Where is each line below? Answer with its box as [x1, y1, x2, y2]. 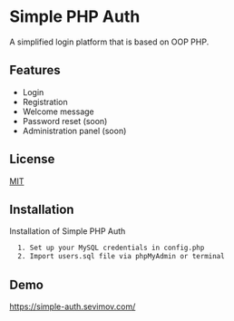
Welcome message [22, 106, 95, 117]
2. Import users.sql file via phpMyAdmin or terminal [17, 252, 225, 261]
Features [9, 63, 61, 78]
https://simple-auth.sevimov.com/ [9, 301, 136, 312]
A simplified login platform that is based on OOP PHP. [9, 36, 210, 47]
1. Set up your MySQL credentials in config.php [17, 243, 205, 253]
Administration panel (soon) [22, 125, 127, 136]
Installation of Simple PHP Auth [9, 226, 126, 237]
